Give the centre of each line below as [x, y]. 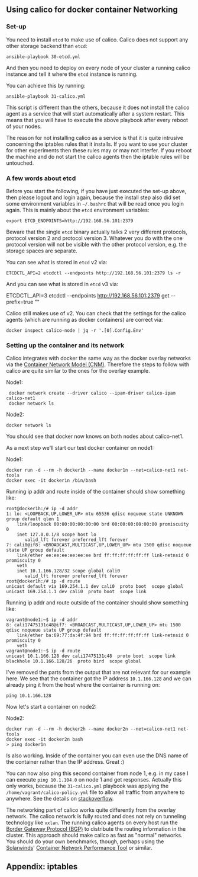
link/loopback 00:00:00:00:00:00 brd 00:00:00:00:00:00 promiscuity [103, 524]
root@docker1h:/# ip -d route [43, 581]
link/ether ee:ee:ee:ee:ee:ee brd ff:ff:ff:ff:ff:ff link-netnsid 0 [103, 556]
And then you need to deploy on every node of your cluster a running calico [98, 68]
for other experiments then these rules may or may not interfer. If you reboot [99, 150]
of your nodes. [24, 126]
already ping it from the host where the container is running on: [83, 685]
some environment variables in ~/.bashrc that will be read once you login [95, 203]
